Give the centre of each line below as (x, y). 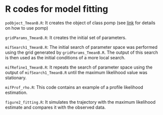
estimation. (16, 92)
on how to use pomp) (27, 28)
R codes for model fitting (57, 9)
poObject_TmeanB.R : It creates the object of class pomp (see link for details (80, 23)
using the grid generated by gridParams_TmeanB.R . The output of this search (82, 52)
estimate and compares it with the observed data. (55, 107)
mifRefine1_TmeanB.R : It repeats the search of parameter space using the (79, 67)
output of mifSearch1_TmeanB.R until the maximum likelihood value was (76, 72)
